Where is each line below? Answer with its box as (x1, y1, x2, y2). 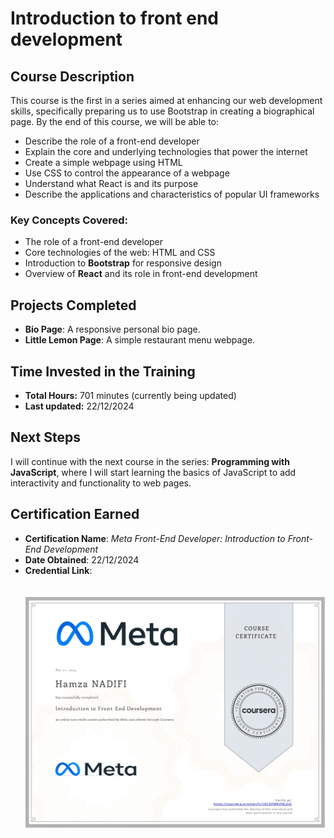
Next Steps (10, 429, 81, 446)
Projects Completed (10, 297, 137, 314)
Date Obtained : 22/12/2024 (24, 553, 140, 566)
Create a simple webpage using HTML (24, 157, 183, 168)
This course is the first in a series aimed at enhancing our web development (10, 95, 323, 106)
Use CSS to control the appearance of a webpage (24, 167, 230, 179)
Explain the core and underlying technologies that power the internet (24, 146, 308, 157)
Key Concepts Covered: (10, 213, 129, 227)
